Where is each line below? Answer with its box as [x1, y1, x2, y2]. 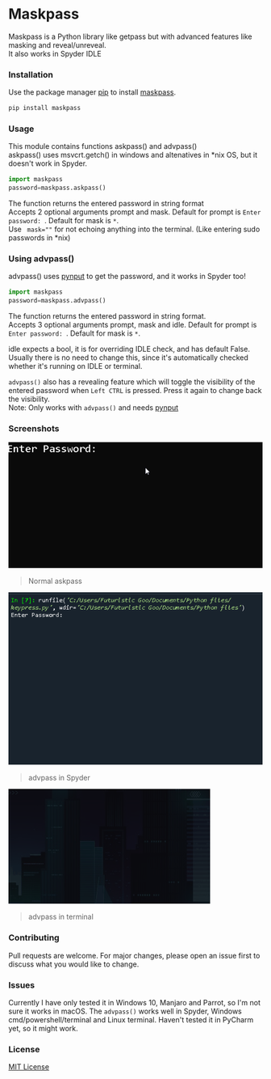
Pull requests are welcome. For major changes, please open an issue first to [8, 950, 261, 960]
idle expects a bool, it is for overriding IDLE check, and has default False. [8, 345, 250, 354]
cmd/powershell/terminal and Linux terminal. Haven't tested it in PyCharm [8, 1014, 254, 1024]
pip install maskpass [8, 104, 81, 112]
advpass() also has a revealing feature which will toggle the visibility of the [8, 377, 256, 387]
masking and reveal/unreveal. [8, 40, 106, 49]
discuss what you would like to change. [8, 959, 140, 969]
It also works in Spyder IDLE [8, 49, 102, 58]
